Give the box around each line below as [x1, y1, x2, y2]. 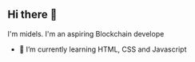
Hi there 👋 [7, 8, 58, 21]
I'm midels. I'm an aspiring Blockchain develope [7, 29, 165, 38]
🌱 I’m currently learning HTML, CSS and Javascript [18, 45, 187, 54]
